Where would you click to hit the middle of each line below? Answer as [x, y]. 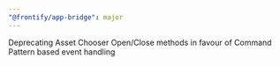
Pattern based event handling [62, 51]
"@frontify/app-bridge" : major [66, 17]
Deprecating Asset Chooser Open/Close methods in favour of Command [140, 42]
